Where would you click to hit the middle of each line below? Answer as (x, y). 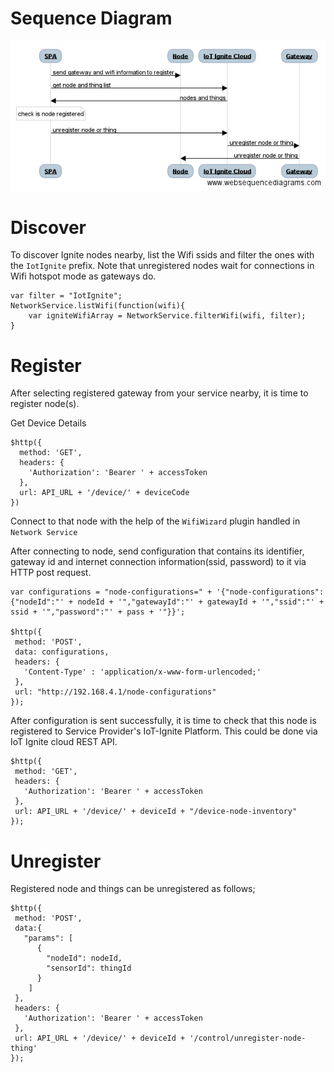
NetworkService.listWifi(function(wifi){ (98, 306)
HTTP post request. (51, 573)
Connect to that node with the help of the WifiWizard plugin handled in (155, 521)
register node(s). (45, 404)
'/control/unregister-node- (248, 1038)
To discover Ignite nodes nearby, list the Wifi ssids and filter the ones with (162, 255)
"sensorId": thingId (89, 968)
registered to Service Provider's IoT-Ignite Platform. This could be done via (164, 731)
